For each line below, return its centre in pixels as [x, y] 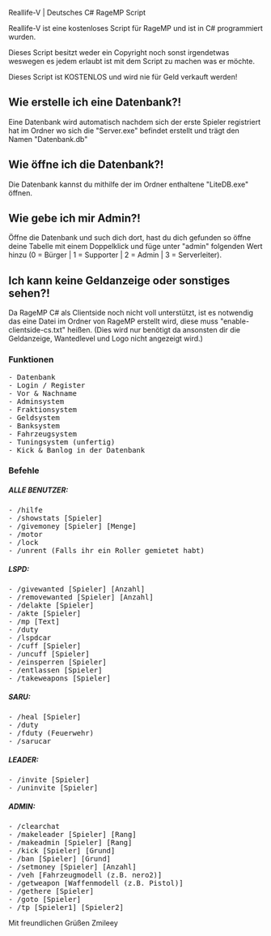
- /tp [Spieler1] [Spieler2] [66, 908]
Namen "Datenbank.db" [48, 139]
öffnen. [20, 193]
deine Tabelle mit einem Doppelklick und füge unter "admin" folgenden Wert [135, 247]
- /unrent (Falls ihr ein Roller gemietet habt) [106, 551]
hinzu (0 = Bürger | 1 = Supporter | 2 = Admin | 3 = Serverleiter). [115, 255]
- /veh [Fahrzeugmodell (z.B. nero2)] [85, 875]
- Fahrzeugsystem [42, 434]
